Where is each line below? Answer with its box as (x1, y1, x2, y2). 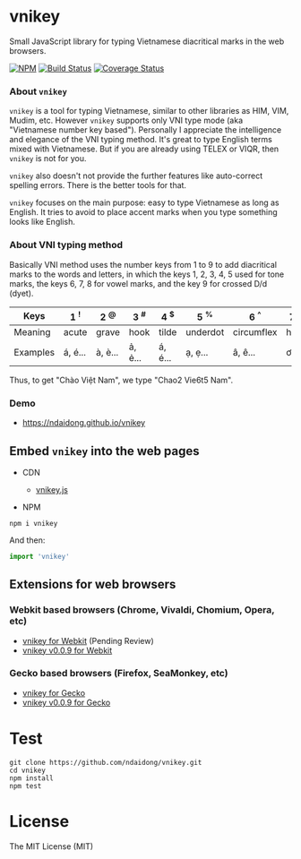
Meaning (13, 325, 51, 338)
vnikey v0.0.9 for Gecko (21, 697, 111, 708)
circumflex (232, 325, 278, 338)
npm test (9, 781, 42, 790)
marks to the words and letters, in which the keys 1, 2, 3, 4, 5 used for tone (9, 269, 285, 279)
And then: (9, 535, 46, 545)
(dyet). (9, 288, 34, 298)
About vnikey (9, 85, 67, 98)
